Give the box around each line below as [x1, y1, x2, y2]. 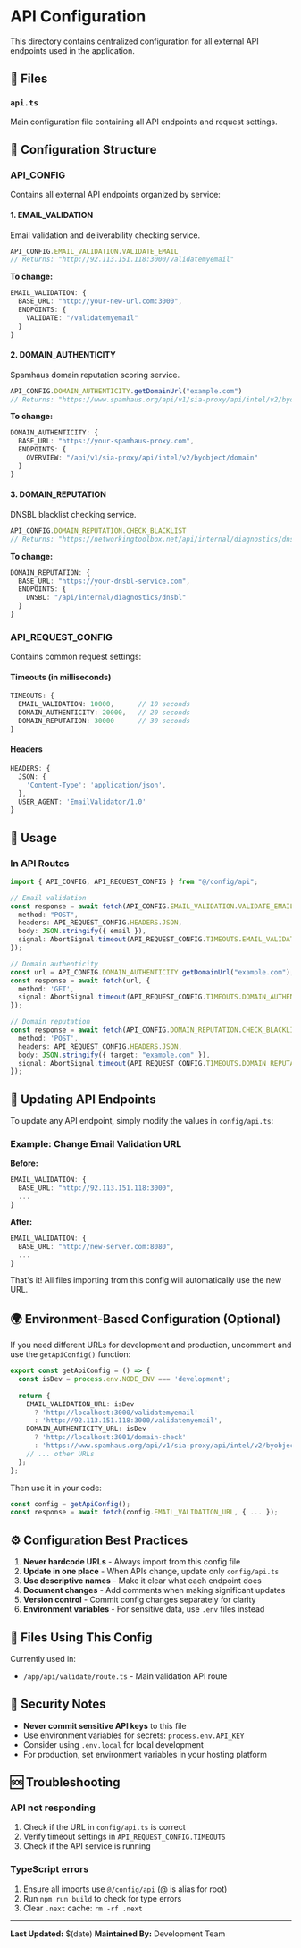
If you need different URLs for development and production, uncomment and [10, 1339, 292, 1351]
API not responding [10, 1801, 96, 1814]
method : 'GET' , [18, 984, 75, 993]
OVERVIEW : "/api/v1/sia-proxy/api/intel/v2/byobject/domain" [26, 453, 258, 462]
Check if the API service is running [22, 1841, 151, 1851]
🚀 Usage [10, 830, 57, 846]
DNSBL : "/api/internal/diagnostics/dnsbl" [26, 593, 187, 603]
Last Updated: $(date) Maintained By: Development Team [10, 1928, 226, 1939]
